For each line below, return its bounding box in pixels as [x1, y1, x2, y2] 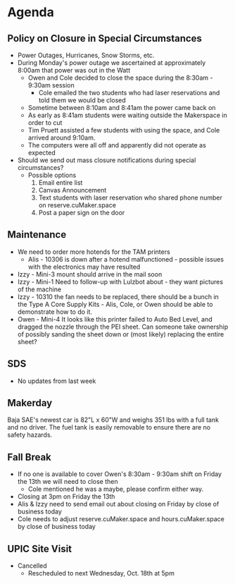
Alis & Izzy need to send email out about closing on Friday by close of [17, 500, 220, 509]
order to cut [27, 118, 63, 127]
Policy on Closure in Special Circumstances [7, 32, 203, 44]
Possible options [27, 171, 77, 179]
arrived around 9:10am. [27, 133, 96, 142]
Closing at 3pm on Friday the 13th [17, 492, 115, 501]
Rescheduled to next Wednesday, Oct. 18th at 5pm [27, 569, 174, 578]
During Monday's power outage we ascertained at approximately [17, 59, 206, 67]
